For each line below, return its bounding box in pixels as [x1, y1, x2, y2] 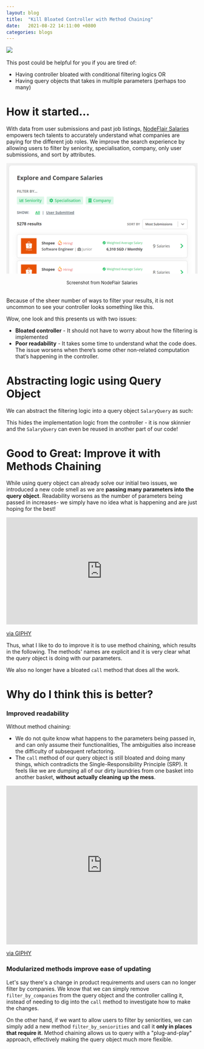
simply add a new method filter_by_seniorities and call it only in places [6, 1022, 192, 1030]
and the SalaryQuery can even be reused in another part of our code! [6, 425, 178, 432]
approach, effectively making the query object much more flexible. [6, 1036, 173, 1043]
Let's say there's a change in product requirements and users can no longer [6, 978, 196, 986]
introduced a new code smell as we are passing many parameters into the [6, 486, 194, 493]
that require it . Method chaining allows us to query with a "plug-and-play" [6, 1029, 192, 1036]
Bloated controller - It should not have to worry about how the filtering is [15, 327, 198, 334]
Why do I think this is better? [6, 687, 154, 701]
